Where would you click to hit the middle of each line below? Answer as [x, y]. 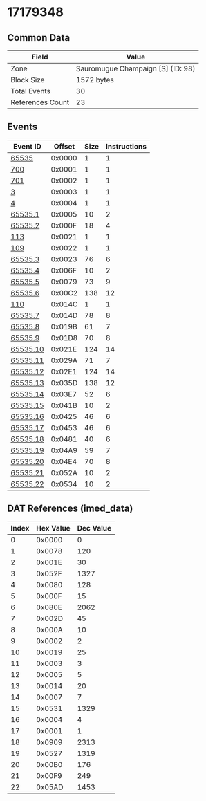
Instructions [127, 146]
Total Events [30, 91]
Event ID [27, 146]
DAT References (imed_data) [70, 509]
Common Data [39, 38]
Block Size [28, 80]
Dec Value [94, 528]
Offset [64, 146]
